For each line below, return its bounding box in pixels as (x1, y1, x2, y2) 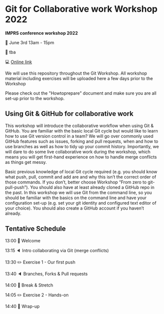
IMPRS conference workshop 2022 (5, 30, 78, 36)
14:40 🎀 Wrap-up (5, 303, 40, 309)
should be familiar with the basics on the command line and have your (5, 195, 147, 201)
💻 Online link (5, 59, 32, 65)
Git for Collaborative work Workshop (5, 3, 158, 15)
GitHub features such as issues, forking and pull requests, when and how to (5, 138, 159, 144)
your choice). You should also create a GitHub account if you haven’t (5, 205, 144, 211)
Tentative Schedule (5, 225, 66, 233)
